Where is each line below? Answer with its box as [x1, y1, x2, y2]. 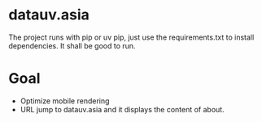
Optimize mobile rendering [20, 95, 110, 106]
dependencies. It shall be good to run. [8, 40, 136, 50]
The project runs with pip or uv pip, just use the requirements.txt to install [8, 32, 255, 42]
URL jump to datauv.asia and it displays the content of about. [20, 104, 225, 114]
